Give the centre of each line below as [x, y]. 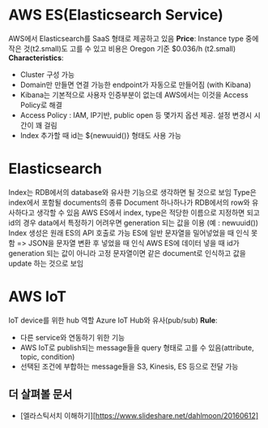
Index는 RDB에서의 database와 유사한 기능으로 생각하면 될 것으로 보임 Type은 [132, 192]
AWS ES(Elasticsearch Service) [116, 15]
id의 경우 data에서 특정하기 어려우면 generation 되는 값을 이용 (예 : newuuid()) [134, 223]
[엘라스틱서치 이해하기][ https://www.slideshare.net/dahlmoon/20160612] [139, 415]
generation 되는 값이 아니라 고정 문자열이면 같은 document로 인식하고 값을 [128, 253]
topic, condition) [47, 357]
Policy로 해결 [41, 105]
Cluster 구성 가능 [47, 74]
